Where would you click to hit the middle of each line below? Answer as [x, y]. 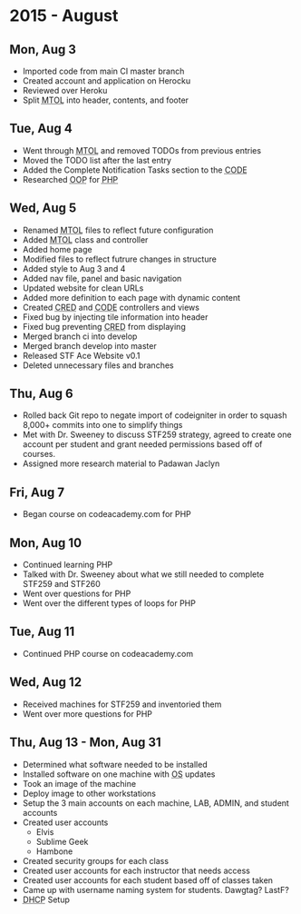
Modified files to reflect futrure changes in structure [120, 259]
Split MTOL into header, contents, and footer [105, 100]
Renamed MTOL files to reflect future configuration [118, 230]
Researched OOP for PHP [70, 179]
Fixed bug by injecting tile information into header [115, 317]
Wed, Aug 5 [43, 209]
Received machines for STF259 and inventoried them [122, 704]
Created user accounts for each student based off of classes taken [148, 880]
